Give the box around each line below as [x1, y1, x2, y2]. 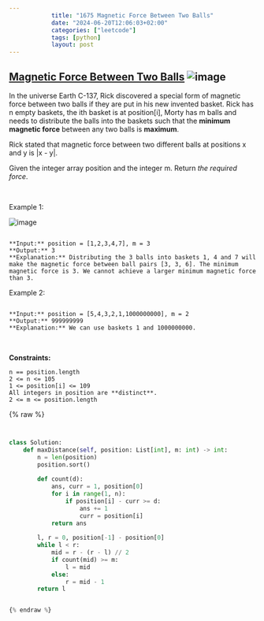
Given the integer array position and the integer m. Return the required [9, 163, 237, 173]
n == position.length [9, 368, 80, 376]
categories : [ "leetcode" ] [50, 26, 136, 34]
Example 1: [9, 202, 44, 211]
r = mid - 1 [65, 578, 105, 586]
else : [50, 571, 69, 578]
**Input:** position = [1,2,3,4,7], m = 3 [9, 240, 151, 247]
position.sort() [37, 460, 91, 469]
